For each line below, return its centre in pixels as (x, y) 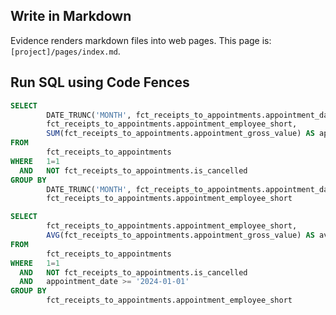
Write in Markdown (71, 16)
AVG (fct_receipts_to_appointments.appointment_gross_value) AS (180, 235)
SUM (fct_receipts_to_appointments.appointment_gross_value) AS (180, 134)
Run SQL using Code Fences (100, 82)
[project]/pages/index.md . (65, 51)
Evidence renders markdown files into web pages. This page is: (141, 40)
